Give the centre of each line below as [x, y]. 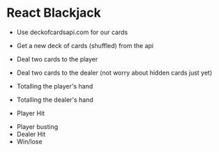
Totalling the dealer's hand [55, 100]
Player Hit [31, 113]
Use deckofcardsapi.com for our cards [72, 32]
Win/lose [29, 142]
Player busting [37, 126]
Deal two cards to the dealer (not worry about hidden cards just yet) [114, 73]
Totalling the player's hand [55, 86]
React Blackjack [54, 13]
